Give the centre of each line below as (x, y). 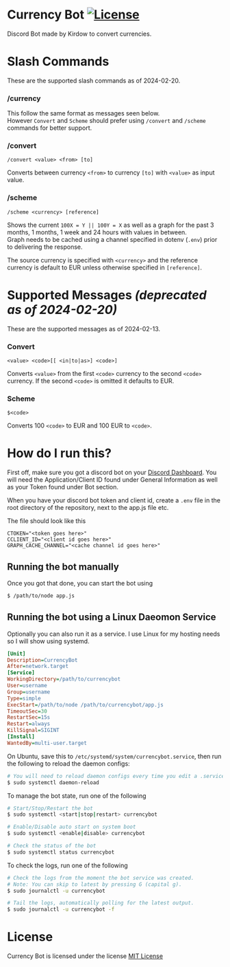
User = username (27, 686)
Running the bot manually (63, 567)
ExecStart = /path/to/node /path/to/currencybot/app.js (86, 704)
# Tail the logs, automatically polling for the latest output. (101, 903)
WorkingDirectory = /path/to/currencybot (64, 679)
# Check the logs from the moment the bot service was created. (101, 878)
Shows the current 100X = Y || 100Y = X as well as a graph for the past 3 (111, 225)
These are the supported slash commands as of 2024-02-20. (94, 80)
